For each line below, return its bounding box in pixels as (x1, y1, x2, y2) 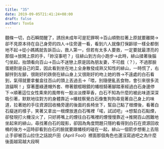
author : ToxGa (5, 21, 34, 26)
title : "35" (5, 7, 29, 12)
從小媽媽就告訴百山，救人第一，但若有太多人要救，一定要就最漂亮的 (21, 47, 159, 53)
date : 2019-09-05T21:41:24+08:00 (5, 12, 73, 17)
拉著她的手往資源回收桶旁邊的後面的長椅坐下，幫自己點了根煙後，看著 (13, 102, 155, 108)
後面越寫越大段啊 (5, 139, 40, 145)
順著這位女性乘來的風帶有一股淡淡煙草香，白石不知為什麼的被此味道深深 (13, 90, 159, 96)
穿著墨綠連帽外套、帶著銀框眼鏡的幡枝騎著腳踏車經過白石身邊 (26, 84, 150, 89)
